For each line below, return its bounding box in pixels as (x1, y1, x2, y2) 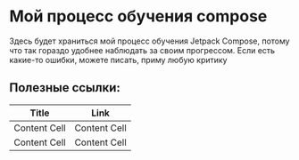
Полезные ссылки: (9, 80, 120, 95)
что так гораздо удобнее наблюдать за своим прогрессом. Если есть (9, 44, 275, 55)
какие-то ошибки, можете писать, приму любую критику (9, 54, 228, 65)
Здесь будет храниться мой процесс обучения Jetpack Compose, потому (9, 36, 290, 46)
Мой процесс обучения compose (9, 6, 268, 27)
